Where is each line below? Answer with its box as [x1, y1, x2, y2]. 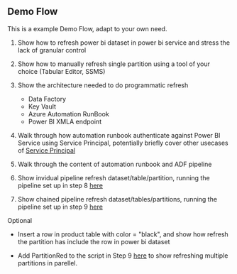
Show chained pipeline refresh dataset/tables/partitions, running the [17, 194, 218, 203]
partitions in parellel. [17, 258, 78, 267]
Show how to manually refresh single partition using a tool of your [17, 60, 211, 68]
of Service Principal [17, 146, 76, 155]
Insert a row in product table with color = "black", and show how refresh [17, 230, 228, 239]
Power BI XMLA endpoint [28, 117, 101, 126]
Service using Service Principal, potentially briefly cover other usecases [17, 138, 228, 147]
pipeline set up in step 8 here [17, 181, 103, 190]
